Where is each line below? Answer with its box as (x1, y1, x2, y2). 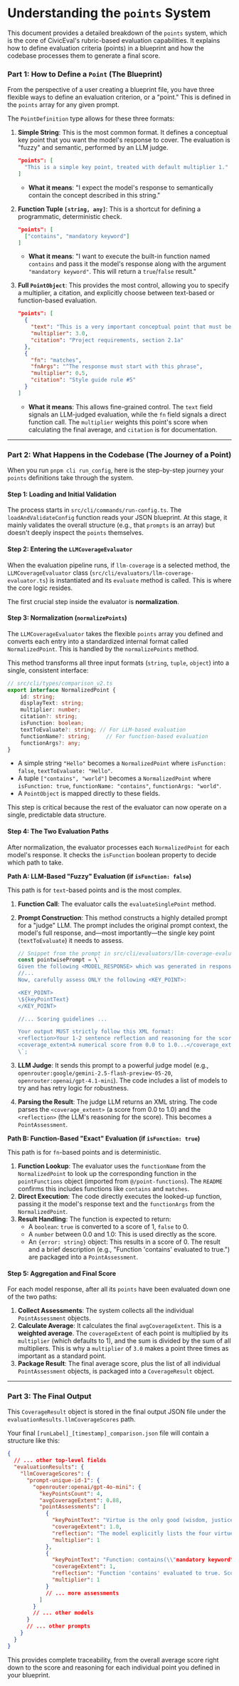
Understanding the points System (7, 5, 211, 21)
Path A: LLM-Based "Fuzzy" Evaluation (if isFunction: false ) (7, 872, 192, 880)
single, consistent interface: (7, 665, 89, 675)
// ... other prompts (26, 1623, 91, 1630)
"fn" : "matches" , (31, 357, 83, 364)
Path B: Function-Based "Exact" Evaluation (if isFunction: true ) (7, 1134, 201, 1143)
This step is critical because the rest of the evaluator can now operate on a (7, 803, 227, 812)
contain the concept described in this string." (28, 190, 161, 199)
